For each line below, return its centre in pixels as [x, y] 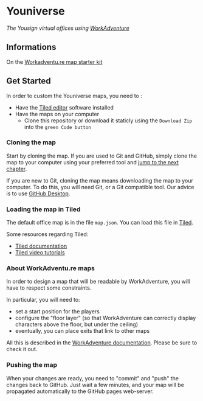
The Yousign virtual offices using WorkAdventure [68, 28]
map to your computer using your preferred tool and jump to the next [93, 162]
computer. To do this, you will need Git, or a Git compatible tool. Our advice [100, 187]
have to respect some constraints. [49, 288]
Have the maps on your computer [57, 114]
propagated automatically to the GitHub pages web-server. [80, 391]
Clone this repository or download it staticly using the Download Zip [108, 120]
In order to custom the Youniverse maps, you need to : [74, 96]
